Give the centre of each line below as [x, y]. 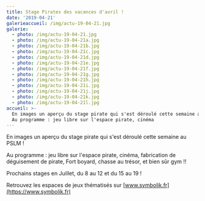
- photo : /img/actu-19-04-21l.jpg [56, 102]
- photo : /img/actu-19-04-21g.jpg [56, 74]
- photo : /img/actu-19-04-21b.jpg [56, 46]
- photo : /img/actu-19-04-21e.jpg [56, 63]
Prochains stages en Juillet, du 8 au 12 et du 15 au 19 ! [74, 174]
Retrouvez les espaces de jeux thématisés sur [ [66, 185]
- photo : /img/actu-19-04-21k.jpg [56, 97]
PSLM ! [15, 143]
